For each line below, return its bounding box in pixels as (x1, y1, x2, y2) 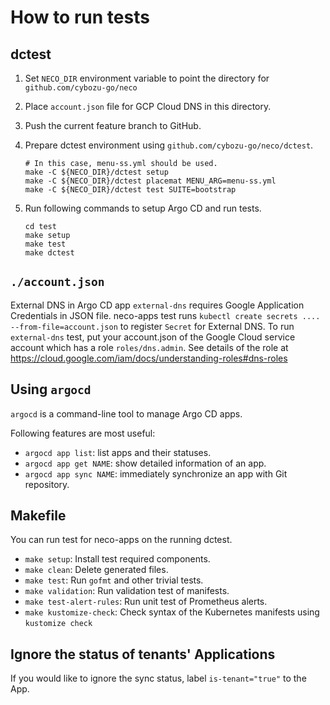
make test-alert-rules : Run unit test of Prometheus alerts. (24, 596, 268, 608)
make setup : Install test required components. (24, 553, 211, 565)
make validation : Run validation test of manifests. (24, 585, 230, 597)
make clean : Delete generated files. (24, 564, 169, 576)
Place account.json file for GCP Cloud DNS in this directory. (24, 101, 272, 112)
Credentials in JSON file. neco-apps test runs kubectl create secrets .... (10, 309, 321, 321)
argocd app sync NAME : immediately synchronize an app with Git (24, 467, 288, 480)
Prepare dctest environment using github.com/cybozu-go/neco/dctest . (24, 139, 314, 151)
